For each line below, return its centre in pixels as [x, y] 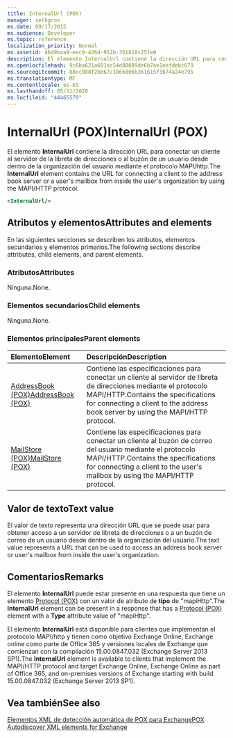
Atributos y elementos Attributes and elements [110, 223]
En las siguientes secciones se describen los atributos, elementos [101, 239]
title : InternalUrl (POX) [44, 14]
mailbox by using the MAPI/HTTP [140, 475]
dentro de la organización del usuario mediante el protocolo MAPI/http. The [114, 166]
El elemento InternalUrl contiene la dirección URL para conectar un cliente [114, 151]
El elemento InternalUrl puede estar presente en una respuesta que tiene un [116, 594]
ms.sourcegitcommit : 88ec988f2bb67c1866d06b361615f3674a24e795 [101, 72]
